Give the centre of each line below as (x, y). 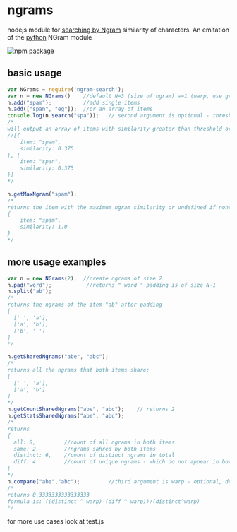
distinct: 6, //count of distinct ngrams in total (94, 455)
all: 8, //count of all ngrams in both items (94, 442)
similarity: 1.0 (44, 227)
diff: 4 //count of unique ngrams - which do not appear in (116, 462)
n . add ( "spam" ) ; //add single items (74, 102)
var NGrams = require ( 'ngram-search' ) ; (66, 89)
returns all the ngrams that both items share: (79, 370)
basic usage (35, 73)
